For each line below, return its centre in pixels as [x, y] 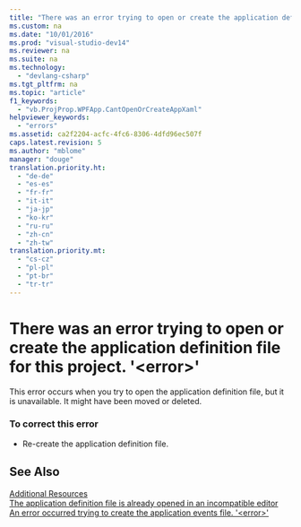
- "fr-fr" [35, 193]
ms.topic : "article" [48, 92]
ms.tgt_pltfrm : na [43, 84]
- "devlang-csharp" [54, 76]
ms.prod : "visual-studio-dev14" [69, 43]
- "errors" [38, 126]
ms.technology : [38, 68]
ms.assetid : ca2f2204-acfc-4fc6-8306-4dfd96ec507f [106, 134]
